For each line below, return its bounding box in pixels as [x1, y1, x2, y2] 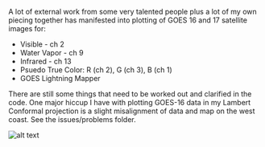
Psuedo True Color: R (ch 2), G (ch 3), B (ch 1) [19, 65, 173, 75]
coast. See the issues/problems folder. [8, 115, 137, 124]
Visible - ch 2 [19, 39, 64, 49]
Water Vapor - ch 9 [19, 48, 84, 57]
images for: [8, 24, 47, 33]
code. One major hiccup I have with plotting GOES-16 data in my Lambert [8, 98, 251, 107]
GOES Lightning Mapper [19, 74, 101, 83]
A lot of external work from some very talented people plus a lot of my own [8, 7, 258, 16]
